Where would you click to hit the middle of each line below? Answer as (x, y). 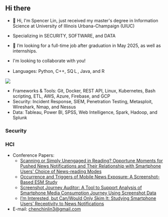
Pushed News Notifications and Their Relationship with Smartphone (91, 166)
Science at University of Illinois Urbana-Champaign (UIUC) (73, 26)
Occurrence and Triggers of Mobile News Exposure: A (76, 177)
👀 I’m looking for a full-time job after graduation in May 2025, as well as (87, 46)
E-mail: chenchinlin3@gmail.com (47, 209)
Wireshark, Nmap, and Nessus (44, 107)
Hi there (18, 8)
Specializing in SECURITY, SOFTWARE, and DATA (64, 35)
